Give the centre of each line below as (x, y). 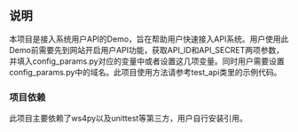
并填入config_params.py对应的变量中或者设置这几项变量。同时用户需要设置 (147, 61)
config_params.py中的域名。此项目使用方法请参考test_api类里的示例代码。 (145, 72)
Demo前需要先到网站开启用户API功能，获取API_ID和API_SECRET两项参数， (147, 50)
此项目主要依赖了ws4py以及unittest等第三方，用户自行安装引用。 (129, 119)
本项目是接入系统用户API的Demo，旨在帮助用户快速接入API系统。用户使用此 (149, 39)
